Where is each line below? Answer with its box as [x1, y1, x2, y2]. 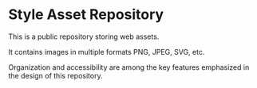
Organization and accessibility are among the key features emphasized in [8, 62, 250, 72]
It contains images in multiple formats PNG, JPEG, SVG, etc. [8, 47, 205, 56]
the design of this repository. [8, 71, 103, 80]
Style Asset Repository [8, 6, 164, 24]
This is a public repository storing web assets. [8, 32, 160, 41]
